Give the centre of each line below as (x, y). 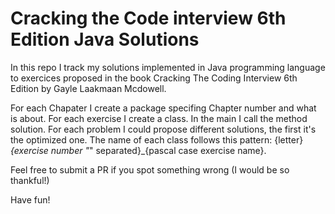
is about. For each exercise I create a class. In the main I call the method (159, 118)
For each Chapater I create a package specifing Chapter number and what (163, 108)
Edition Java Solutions (105, 39)
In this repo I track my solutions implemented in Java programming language (168, 67)
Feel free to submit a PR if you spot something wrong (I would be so (150, 169)
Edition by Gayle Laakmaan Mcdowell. (88, 88)
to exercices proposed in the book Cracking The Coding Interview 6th (154, 78)
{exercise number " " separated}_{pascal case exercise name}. (138, 150)
